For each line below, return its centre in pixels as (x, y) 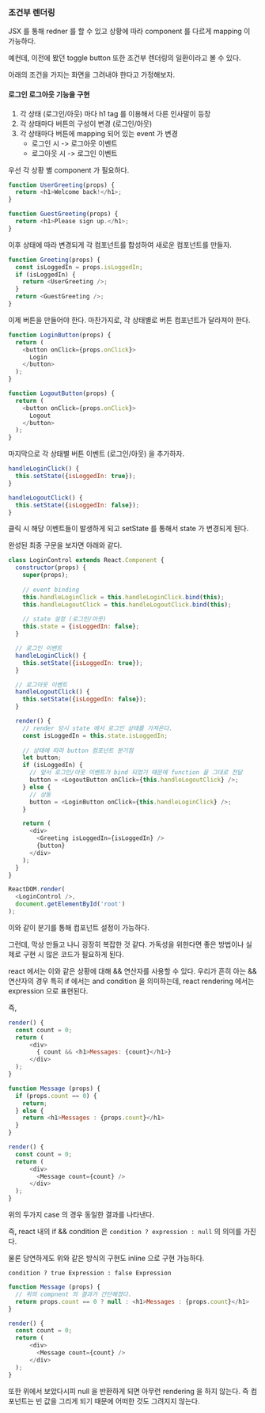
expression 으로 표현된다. (48, 990)
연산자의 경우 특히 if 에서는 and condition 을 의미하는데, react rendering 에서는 (131, 981)
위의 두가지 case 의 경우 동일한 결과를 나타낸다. (81, 1214)
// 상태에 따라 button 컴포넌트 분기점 (78, 750)
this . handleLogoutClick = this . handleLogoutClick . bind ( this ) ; (127, 604)
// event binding (51, 590)
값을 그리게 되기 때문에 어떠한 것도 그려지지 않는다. (122, 1401)
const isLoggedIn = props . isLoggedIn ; (79, 267)
